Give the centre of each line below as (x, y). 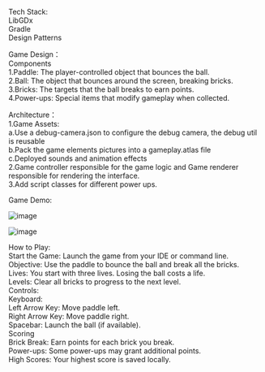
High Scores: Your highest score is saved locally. (90, 359)
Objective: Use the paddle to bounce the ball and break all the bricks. (124, 264)
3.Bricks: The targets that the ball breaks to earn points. (101, 89)
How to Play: (30, 247)
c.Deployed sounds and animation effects (78, 158)
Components (30, 63)
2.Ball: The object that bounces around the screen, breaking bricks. (121, 81)
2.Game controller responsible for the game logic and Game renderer (124, 167)
